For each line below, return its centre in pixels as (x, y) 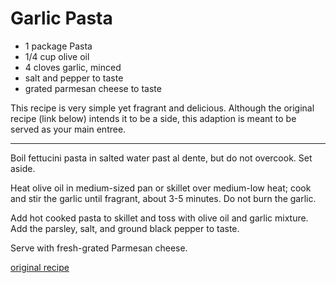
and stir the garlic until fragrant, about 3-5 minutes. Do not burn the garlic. (163, 198)
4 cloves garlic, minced (73, 67)
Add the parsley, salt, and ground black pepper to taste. (125, 228)
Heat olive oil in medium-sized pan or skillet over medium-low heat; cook (161, 188)
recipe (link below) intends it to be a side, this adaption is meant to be (153, 118)
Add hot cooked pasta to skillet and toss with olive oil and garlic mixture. (159, 218)
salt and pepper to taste (74, 78)
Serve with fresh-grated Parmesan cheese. (99, 248)
